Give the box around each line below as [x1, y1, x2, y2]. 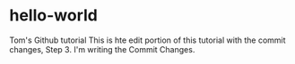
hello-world [9, 5, 99, 26]
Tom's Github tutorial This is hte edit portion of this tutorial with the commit [9, 35, 286, 45]
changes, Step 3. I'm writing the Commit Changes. [9, 44, 195, 54]
